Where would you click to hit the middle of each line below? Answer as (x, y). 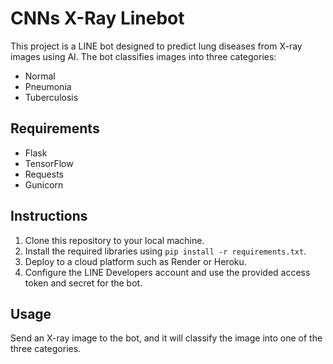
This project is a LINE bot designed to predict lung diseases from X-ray (156, 46)
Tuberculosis (51, 97)
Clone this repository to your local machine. (114, 240)
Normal (40, 76)
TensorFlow (49, 163)
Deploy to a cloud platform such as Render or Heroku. (135, 261)
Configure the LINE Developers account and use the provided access (167, 272)
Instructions (49, 216)
